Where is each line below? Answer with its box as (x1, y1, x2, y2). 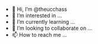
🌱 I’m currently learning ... (11, 18, 75, 25)
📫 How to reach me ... (11, 32, 67, 38)
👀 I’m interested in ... (11, 12, 62, 19)
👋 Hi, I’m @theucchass (11, 6, 67, 12)
